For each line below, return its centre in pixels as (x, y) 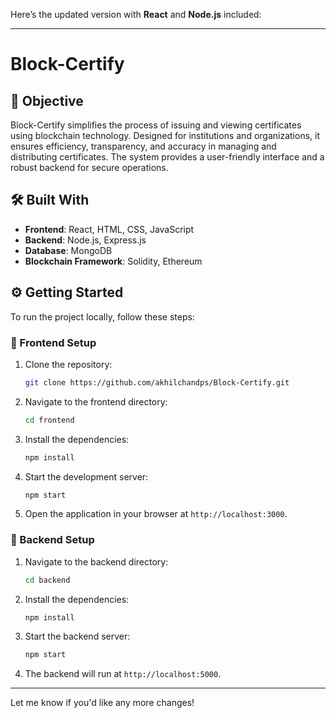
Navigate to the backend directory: (96, 561)
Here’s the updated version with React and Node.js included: (136, 14)
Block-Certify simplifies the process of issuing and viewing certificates (156, 125)
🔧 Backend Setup (52, 540)
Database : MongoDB (68, 250)
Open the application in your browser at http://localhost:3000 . (156, 514)
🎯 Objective (47, 100)
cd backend (47, 580)
